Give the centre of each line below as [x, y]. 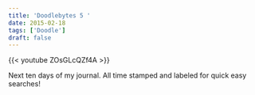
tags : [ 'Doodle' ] [37, 30]
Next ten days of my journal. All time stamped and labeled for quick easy [127, 75]
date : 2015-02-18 [37, 23]
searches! [25, 84]
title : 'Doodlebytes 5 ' [49, 15]
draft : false [30, 38]
